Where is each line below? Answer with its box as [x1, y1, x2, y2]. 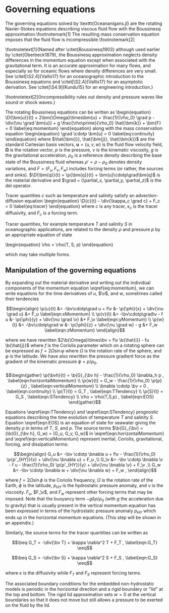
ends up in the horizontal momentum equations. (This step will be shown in [5, 514, 161, 520]
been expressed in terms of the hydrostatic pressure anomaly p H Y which [5, 508, 156, 515]
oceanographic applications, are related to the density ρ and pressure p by [5, 226, 160, 232]
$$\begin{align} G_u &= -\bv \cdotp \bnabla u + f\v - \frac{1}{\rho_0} [14, 451, 156, 457]
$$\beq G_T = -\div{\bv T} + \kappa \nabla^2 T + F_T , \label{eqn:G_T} [12, 539, 158, 546]
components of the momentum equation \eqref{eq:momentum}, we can [5, 285, 154, 291]
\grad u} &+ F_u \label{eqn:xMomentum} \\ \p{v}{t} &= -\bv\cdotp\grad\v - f [7, 311, 163, 317]
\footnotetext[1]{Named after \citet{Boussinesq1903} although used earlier [5, 46, 160, 52]
